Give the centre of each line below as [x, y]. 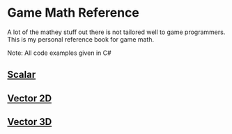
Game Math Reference [73, 13]
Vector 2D [30, 98]
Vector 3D [30, 122]
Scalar [22, 75]
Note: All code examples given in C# [59, 53]
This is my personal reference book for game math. [81, 39]
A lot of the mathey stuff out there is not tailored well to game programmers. [116, 32]
